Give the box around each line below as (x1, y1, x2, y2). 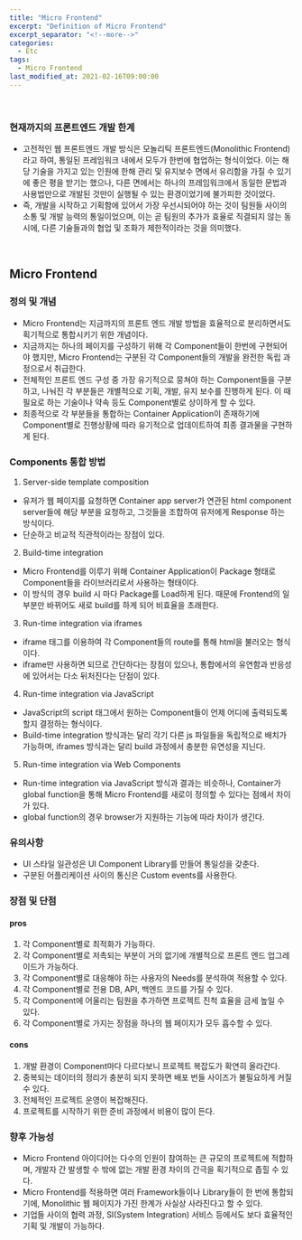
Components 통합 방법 (9, 456, 106, 468)
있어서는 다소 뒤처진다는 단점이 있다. (32, 671, 160, 681)
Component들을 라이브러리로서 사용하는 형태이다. (22, 578, 199, 588)
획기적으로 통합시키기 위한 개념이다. (22, 329, 149, 340)
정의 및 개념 (9, 296, 57, 308)
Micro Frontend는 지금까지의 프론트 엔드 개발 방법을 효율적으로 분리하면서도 (22, 317, 291, 328)
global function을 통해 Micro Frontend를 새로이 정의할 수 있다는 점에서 (22, 789, 275, 800)
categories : (9, 38, 54, 48)
